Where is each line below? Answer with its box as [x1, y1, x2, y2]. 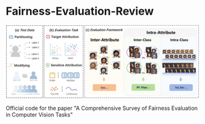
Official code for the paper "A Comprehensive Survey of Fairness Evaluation [6, 104, 198, 112]
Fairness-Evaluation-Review [6, 4, 154, 18]
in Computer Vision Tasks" [6, 110, 73, 118]
